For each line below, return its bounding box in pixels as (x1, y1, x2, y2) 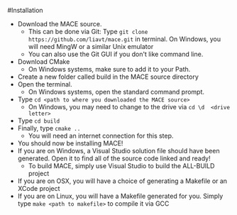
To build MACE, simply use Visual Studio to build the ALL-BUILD (28, 162, 215, 170)
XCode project (17, 184, 60, 192)
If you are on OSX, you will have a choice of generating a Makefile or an (17, 177, 228, 185)
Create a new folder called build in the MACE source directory (17, 72, 199, 81)
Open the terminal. (17, 80, 72, 88)
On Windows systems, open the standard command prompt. (28, 88, 204, 96)
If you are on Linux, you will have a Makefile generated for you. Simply (17, 192, 224, 200)
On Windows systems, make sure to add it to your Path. (28, 65, 191, 73)
